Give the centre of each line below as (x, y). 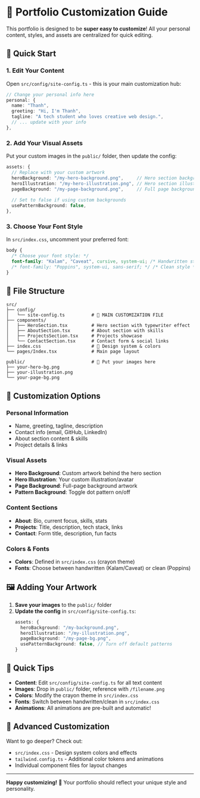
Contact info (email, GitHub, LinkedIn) (61, 432)
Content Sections (32, 507)
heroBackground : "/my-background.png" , (70, 628)
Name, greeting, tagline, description (59, 426)
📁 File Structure (35, 291)
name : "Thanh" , (30, 106)
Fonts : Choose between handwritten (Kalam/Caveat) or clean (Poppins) (103, 568)
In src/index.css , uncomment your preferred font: (68, 239)
